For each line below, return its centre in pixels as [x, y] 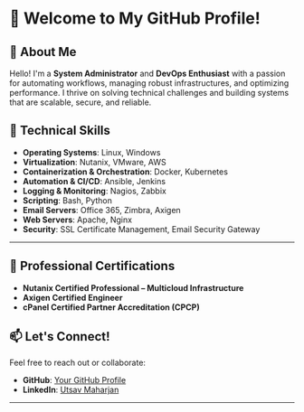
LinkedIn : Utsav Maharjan [71, 390]
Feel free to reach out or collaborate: [78, 363]
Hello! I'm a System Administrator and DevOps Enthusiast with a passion [147, 73]
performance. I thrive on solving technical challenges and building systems [149, 93]
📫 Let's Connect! [60, 337]
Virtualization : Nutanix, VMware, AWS [94, 162]
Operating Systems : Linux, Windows [91, 152]
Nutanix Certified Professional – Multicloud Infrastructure [133, 287]
